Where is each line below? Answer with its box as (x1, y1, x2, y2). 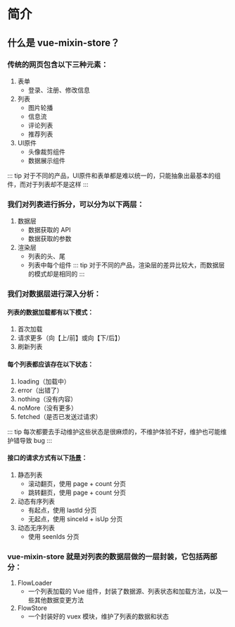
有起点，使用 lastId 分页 (27, 506, 97, 514)
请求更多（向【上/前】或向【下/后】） (17, 334, 125, 342)
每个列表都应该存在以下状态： (7, 360, 94, 368)
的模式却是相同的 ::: (27, 269, 85, 279)
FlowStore (17, 604, 48, 612)
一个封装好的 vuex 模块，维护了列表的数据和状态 (27, 612, 170, 621)
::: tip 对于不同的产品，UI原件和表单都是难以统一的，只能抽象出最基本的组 (7, 171, 221, 180)
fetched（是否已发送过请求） (17, 412, 102, 420)
